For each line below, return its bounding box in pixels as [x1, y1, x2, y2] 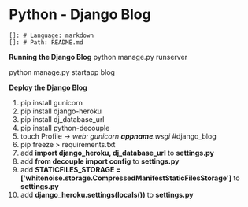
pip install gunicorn [20, 98, 83, 107]
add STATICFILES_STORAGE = [20, 164, 121, 174]
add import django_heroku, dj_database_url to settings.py [20, 148, 215, 157]
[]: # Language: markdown [9, 31, 94, 39]
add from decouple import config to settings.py [20, 156, 180, 166]
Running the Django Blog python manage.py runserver [9, 52, 188, 61]
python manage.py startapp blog [9, 67, 115, 76]
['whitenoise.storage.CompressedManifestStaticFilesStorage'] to [20, 173, 240, 183]
